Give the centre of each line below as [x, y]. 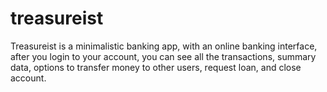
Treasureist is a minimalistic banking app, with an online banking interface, [164, 46]
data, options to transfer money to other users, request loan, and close [156, 67]
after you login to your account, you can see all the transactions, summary [163, 56]
